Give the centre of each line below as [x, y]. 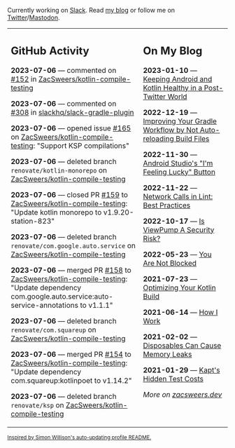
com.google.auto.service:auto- [62, 296]
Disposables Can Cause [182, 345]
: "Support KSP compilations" [81, 145]
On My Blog [173, 50]
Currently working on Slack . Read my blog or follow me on [91, 10]
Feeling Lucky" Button [179, 172]
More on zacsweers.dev [183, 394]
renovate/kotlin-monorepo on [59, 170]
